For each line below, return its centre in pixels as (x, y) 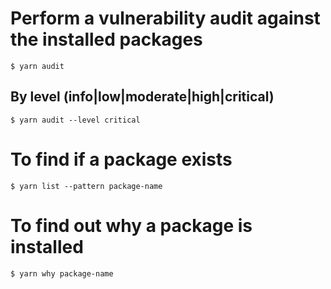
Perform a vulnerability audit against (165, 18)
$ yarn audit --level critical (75, 120)
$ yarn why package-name (62, 273)
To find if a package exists (121, 159)
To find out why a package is (131, 225)
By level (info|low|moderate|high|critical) (142, 97)
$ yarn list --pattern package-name (86, 186)
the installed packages (106, 39)
